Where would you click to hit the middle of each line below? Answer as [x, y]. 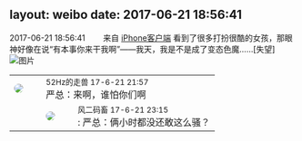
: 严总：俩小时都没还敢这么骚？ [144, 122]
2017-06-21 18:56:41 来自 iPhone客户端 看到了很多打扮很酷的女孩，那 [147, 38]
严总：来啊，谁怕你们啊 [96, 94]
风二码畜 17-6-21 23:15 [123, 109]
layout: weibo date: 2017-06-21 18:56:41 [126, 15]
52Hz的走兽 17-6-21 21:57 [97, 82]
